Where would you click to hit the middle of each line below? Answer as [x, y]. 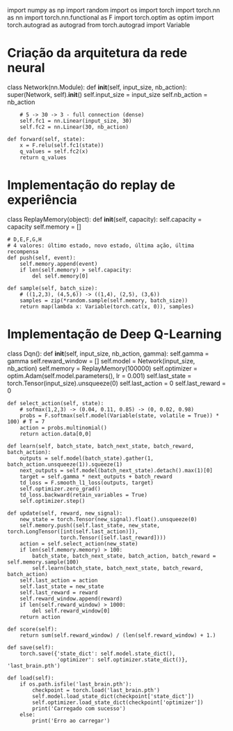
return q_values [43, 157]
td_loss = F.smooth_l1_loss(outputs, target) [87, 483]
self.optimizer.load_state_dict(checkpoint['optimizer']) [118, 702]
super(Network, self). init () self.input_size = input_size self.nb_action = [107, 94]
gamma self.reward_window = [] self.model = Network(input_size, [101, 361]
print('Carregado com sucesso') [79, 708]
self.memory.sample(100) [43, 562]
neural [26, 68]
